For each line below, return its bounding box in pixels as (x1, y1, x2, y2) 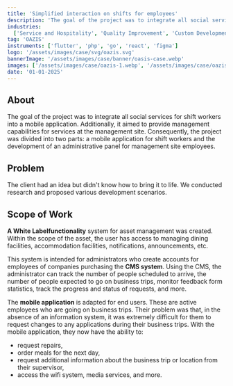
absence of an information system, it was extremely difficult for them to (7, 312, 212, 321)
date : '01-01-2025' (7, 68, 64, 75)
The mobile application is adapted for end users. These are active (7, 298, 197, 306)
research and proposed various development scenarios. (7, 188, 168, 197)
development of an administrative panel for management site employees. (7, 142, 216, 150)
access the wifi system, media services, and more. (17, 370, 162, 379)
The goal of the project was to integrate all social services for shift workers (7, 113, 221, 121)
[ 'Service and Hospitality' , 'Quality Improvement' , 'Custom (13, 29, 194, 37)
